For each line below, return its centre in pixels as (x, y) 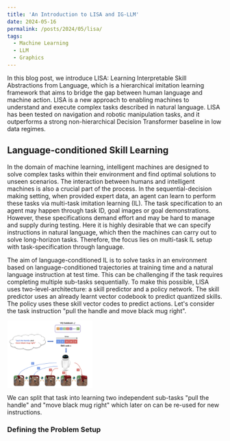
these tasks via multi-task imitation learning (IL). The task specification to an (115, 203)
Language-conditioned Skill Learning (88, 150)
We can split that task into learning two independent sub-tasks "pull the (108, 397)
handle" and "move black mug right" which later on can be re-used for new (113, 405)
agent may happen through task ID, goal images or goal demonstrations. (109, 210)
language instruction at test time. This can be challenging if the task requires (115, 274)
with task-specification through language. (66, 247)
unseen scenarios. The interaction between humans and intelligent (101, 181)
